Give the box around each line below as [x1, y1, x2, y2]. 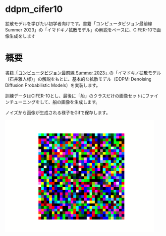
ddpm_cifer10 [5, 3, 63, 15]
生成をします [9, 33, 36, 39]
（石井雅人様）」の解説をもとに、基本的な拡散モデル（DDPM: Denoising [5, 76, 152, 82]
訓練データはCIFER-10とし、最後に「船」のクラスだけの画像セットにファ [5, 93, 155, 99]
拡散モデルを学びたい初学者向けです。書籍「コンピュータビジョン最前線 [5, 20, 153, 26]
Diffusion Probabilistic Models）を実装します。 [5, 82, 101, 88]
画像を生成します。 [61, 99, 100, 105]
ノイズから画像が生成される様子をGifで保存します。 [5, 110, 111, 116]
